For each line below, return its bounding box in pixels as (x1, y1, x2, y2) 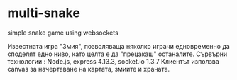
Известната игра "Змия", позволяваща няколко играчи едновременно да (7, 42, 231, 50)
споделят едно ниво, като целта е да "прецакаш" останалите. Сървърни (7, 50, 228, 58)
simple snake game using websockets (7, 28, 118, 37)
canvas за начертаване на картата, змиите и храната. (7, 64, 170, 73)
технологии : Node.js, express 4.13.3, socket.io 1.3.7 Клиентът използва (7, 57, 220, 65)
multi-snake (7, 5, 80, 21)
